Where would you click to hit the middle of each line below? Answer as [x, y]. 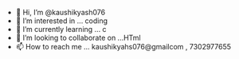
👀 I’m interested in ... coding [62, 21]
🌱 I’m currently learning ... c [61, 29]
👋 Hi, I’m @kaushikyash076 [61, 12]
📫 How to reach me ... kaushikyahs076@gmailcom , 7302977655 [123, 47]
